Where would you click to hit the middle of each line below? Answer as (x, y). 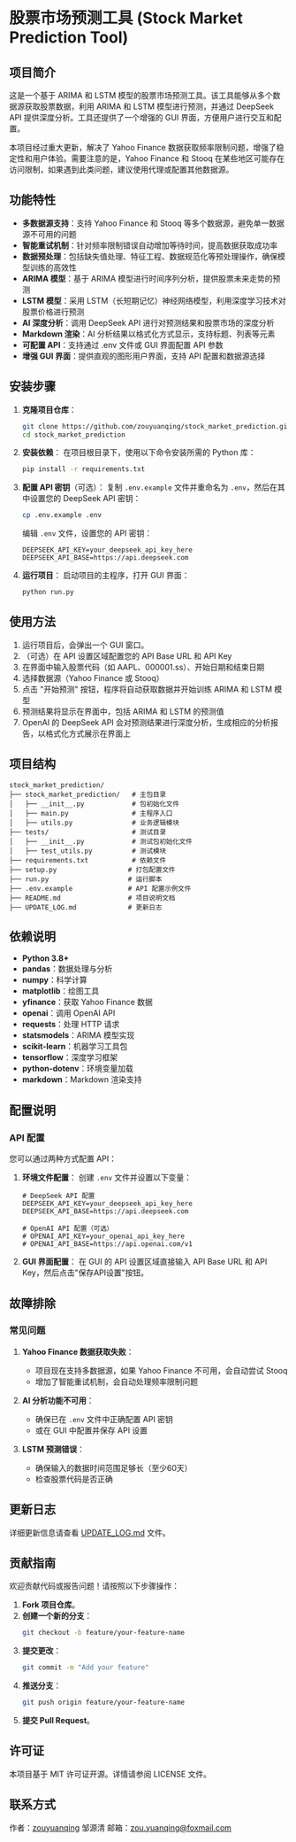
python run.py (48, 592)
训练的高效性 (53, 267)
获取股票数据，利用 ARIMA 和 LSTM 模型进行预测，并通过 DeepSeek (149, 106)
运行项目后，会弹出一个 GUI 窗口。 (85, 645)
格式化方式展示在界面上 (88, 733)
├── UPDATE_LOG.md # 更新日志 (86, 907)
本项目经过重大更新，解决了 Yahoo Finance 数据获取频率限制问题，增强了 (143, 147)
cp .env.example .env (61, 515)
